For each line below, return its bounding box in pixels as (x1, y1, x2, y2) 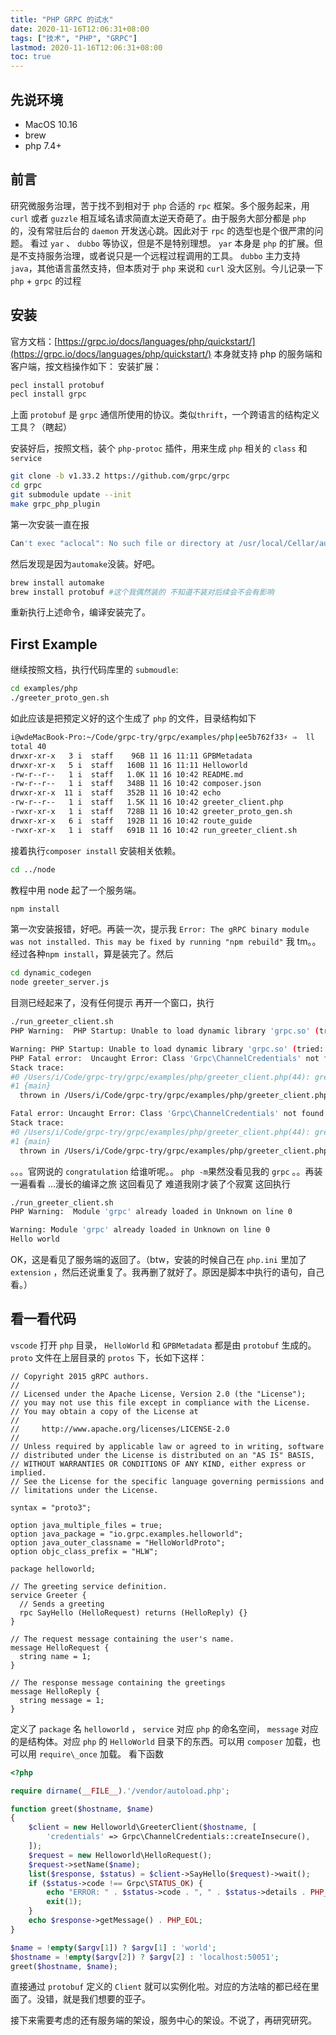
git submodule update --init (10, 490, 132, 500)
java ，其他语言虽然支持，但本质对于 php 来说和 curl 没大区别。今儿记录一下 (10, 262, 324, 274)
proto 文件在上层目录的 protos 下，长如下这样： (10, 1351, 208, 1363)
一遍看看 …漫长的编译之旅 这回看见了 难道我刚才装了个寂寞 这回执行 (10, 1177, 291, 1190)
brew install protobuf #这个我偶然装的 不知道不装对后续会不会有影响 (10, 587, 275, 597)
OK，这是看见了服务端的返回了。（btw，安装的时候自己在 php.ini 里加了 (10, 1254, 307, 1265)
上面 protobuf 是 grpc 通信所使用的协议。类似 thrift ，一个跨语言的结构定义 (10, 409, 320, 421)
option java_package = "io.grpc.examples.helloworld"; (10, 1529, 244, 1539)
